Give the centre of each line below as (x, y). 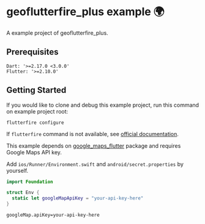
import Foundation (30, 182)
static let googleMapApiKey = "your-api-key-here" (78, 198)
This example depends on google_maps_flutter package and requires (94, 146)
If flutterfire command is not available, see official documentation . (93, 134)
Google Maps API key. (34, 152)
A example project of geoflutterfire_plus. (57, 33)
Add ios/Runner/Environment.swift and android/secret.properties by (95, 164)
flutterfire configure (35, 123)
